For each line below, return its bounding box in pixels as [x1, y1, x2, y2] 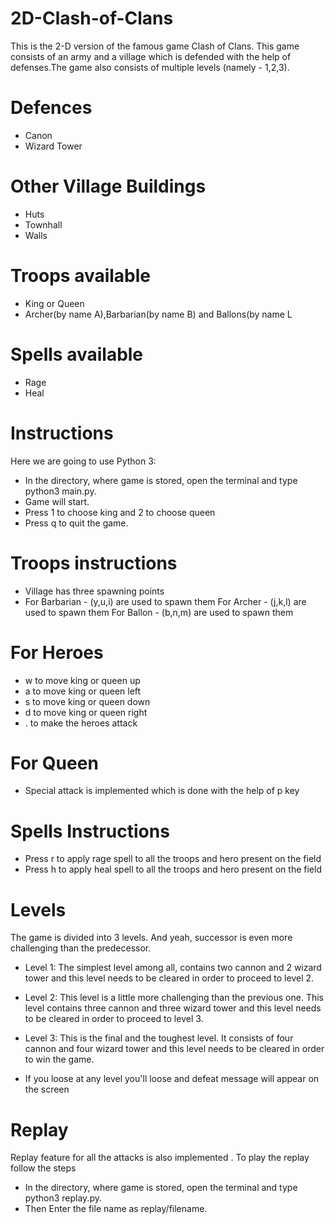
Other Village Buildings [10, 175, 207, 198]
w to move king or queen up [24, 674, 141, 686]
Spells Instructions [10, 820, 170, 842]
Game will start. [24, 495, 90, 507]
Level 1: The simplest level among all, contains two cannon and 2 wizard [24, 962, 322, 974]
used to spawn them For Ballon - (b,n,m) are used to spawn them [24, 606, 294, 618]
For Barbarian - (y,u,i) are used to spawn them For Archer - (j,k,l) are [24, 595, 307, 607]
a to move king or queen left [24, 685, 142, 697]
